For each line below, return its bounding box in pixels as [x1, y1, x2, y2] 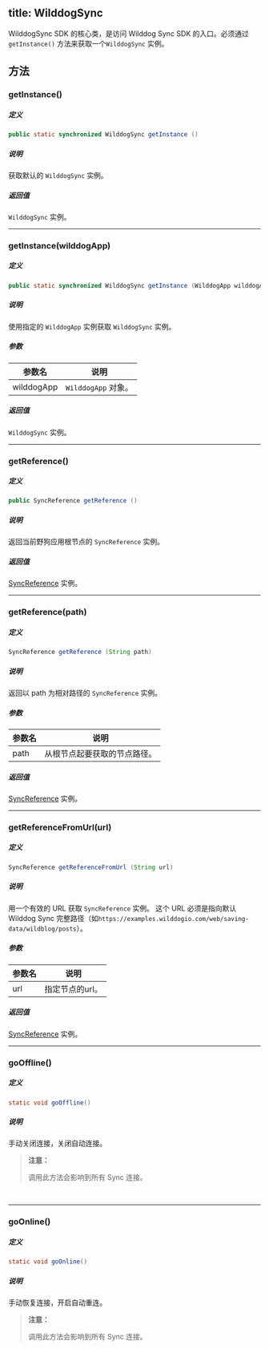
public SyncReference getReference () [8, 497, 138, 505]
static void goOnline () [8, 1258, 88, 1266]
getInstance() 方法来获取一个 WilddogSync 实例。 [8, 38, 169, 48]
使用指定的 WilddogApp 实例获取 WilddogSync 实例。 [8, 321, 176, 331]
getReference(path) [8, 607, 87, 618]
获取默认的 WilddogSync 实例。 [8, 170, 108, 180]
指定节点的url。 [44, 983, 102, 995]
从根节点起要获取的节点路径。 [44, 748, 158, 759]
